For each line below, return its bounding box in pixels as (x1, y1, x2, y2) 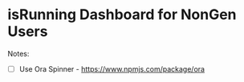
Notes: (7, 49, 30, 58)
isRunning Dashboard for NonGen (7, 6, 238, 24)
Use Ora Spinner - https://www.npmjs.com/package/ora (18, 64, 205, 73)
